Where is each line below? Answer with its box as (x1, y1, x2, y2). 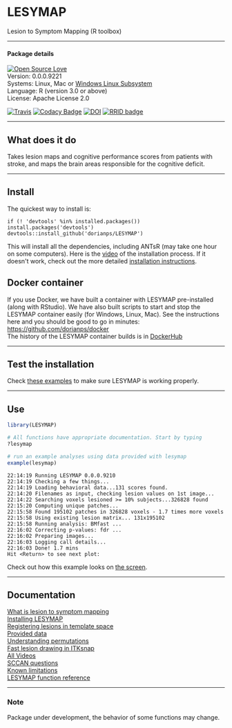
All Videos (7, 651, 36, 660)
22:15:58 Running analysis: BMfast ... (7, 520, 122, 528)
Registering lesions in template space (7, 622, 114, 631)
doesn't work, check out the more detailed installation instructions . (7, 256, 197, 265)
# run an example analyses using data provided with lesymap (7, 453, 187, 460)
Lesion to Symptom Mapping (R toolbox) (7, 27, 122, 35)
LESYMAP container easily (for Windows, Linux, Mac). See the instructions (7, 310, 220, 318)
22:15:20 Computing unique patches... (7, 502, 119, 509)
